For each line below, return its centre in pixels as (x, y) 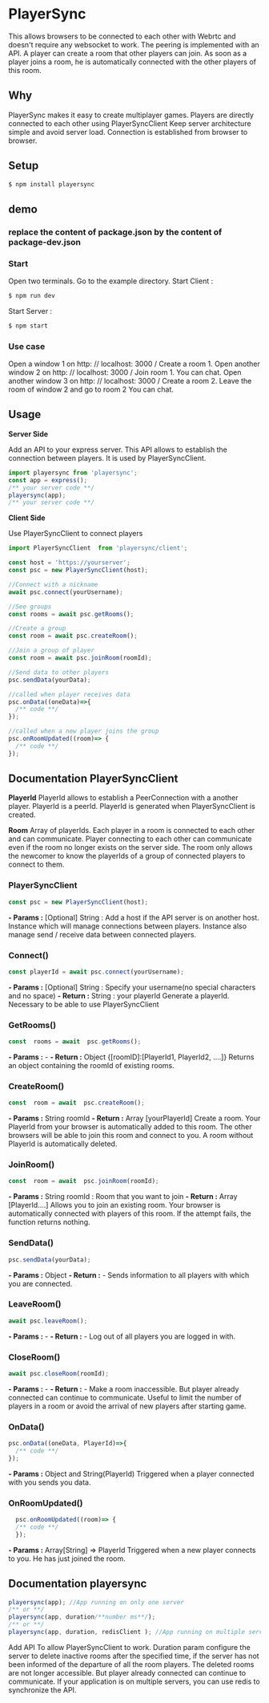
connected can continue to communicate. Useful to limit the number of (125, 1397)
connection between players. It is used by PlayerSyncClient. (107, 457)
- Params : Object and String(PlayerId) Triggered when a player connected (131, 1473)
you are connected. (40, 1283)
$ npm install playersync (51, 184)
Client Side (27, 518)
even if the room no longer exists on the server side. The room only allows (131, 847)
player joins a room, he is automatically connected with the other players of (132, 62)
